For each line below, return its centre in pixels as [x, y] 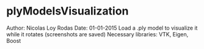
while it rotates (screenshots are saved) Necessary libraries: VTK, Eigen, [97, 34]
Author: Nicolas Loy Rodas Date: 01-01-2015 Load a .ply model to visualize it [102, 28]
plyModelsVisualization [67, 11]
